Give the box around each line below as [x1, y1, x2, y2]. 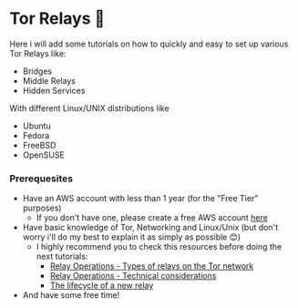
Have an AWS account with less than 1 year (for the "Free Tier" [22, 193, 259, 204]
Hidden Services [22, 85, 86, 96]
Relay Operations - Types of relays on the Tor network [49, 261, 254, 272]
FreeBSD [22, 139, 57, 150]
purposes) [22, 202, 62, 213]
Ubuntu [22, 120, 52, 131]
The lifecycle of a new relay [49, 280, 154, 291]
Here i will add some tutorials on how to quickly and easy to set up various [9, 38, 289, 49]
